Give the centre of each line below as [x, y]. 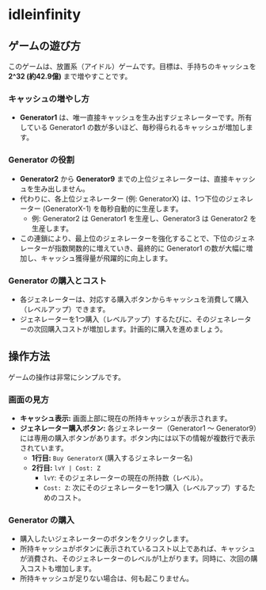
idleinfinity [45, 15]
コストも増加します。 [61, 569]
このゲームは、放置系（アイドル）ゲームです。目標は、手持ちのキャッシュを [133, 66]
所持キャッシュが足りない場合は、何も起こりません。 [106, 579]
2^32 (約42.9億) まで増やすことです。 [70, 76]
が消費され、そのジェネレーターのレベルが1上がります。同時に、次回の [135, 559]
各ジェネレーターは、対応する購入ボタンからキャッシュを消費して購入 [134, 299]
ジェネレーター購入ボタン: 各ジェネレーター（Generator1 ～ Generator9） [138, 428]
